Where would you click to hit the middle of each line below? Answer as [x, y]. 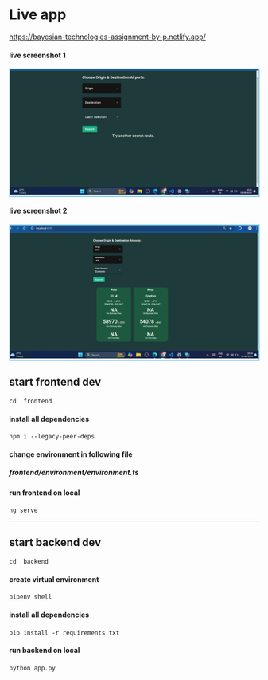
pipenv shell [31, 597]
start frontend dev [55, 381]
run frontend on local [45, 493]
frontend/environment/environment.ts [74, 473]
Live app [38, 15]
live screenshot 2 [38, 211]
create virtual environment [54, 579]
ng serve [23, 511]
